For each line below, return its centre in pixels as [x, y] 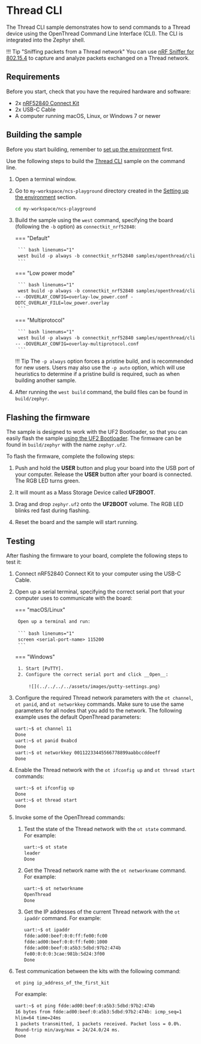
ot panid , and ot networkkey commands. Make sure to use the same [99, 704]
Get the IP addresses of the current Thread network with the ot [102, 912]
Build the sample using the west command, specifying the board [94, 220]
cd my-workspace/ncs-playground [55, 209]
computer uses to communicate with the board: [73, 598]
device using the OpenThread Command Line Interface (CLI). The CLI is [95, 33]
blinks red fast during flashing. [52, 511]
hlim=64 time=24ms [38, 1018]
